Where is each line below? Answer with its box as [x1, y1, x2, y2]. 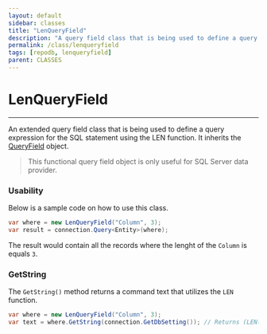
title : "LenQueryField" [8, 26, 87, 34]
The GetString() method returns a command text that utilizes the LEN [8, 287, 234, 297]
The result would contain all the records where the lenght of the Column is [8, 240, 248, 250]
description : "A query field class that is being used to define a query [8, 33, 258, 42]
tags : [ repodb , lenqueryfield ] [8, 49, 112, 57]
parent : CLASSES [8, 57, 62, 65]
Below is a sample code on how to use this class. [8, 203, 169, 213]
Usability [8, 185, 44, 196]
